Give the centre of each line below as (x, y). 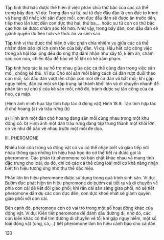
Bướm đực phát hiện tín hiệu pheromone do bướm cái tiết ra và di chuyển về (82, 183)
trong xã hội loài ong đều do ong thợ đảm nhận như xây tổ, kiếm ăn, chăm (80, 53)
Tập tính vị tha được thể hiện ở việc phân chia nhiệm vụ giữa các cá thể (77, 43)
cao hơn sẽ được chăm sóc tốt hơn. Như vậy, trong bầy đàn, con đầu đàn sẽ (82, 28)
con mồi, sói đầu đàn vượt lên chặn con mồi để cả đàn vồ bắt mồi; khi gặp (80, 78)
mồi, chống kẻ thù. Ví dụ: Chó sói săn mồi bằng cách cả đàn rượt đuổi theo (80, 73)
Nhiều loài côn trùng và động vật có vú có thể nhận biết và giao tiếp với (77, 147)
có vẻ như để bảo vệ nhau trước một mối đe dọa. (54, 129)
